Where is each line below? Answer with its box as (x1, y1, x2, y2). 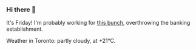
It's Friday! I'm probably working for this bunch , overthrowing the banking (6, 19, 191, 27)
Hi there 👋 (6, 5, 36, 14)
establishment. (6, 25, 44, 33)
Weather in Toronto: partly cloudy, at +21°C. (6, 37, 116, 45)
